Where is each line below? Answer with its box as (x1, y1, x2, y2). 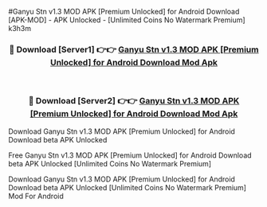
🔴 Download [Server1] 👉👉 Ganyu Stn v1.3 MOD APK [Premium (9, 44, 259, 55)
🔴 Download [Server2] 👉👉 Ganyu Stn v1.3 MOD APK (28, 96, 240, 107)
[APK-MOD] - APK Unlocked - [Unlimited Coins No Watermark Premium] (8, 15, 245, 25)
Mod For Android (8, 191, 64, 201)
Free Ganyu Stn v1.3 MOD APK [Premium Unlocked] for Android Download (8, 150, 253, 160)
